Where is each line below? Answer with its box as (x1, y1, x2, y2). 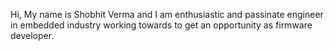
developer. (10, 30, 55, 41)
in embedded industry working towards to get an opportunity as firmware (10, 19, 313, 31)
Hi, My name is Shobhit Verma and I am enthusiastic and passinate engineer (10, 9, 324, 20)
